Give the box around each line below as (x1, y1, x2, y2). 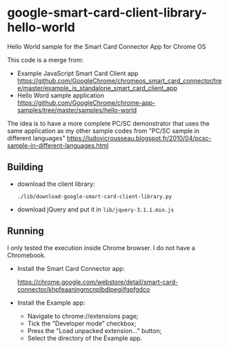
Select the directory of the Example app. (27, 334, 143, 342)
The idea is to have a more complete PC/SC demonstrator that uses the (7, 119, 210, 127)
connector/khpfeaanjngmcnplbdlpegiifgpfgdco (17, 285, 150, 293)
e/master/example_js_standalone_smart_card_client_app (17, 84, 177, 92)
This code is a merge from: (7, 55, 84, 64)
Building (7, 161, 43, 173)
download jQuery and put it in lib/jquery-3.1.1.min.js (17, 205, 175, 214)
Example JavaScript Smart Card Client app (17, 69, 139, 77)
